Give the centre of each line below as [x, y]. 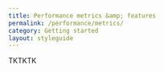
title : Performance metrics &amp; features [82, 16]
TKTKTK [23, 61]
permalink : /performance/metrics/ [66, 23]
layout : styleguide [41, 38]
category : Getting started [53, 30]
